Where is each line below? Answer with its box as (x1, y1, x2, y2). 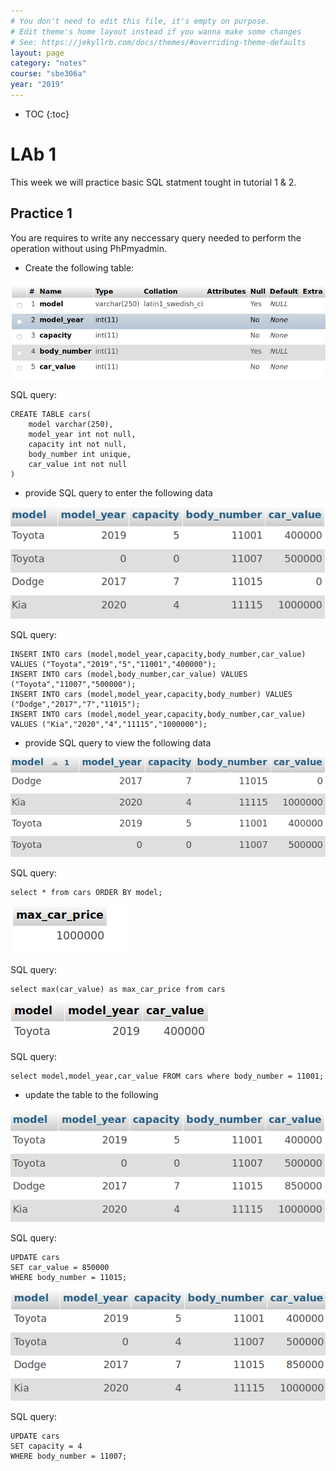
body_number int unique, (28, 449, 132, 459)
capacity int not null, (28, 439, 128, 449)
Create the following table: (24, 261, 135, 274)
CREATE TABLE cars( (10, 409, 92, 419)
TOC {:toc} (24, 108, 70, 120)
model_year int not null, (28, 429, 137, 439)
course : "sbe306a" (10, 69, 87, 79)
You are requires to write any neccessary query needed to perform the (10, 231, 302, 244)
